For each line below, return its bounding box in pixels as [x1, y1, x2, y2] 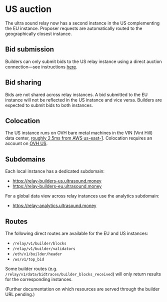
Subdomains [5, 155, 46, 163]
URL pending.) [5, 291, 35, 297]
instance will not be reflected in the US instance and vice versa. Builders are [5, 96, 162, 103]
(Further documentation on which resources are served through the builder [5, 286, 160, 292]
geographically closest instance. [5, 30, 72, 36]
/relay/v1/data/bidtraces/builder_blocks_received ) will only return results [5, 271, 161, 277]
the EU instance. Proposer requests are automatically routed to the [5, 25, 142, 31]
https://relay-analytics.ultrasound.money [12, 202, 96, 208]
